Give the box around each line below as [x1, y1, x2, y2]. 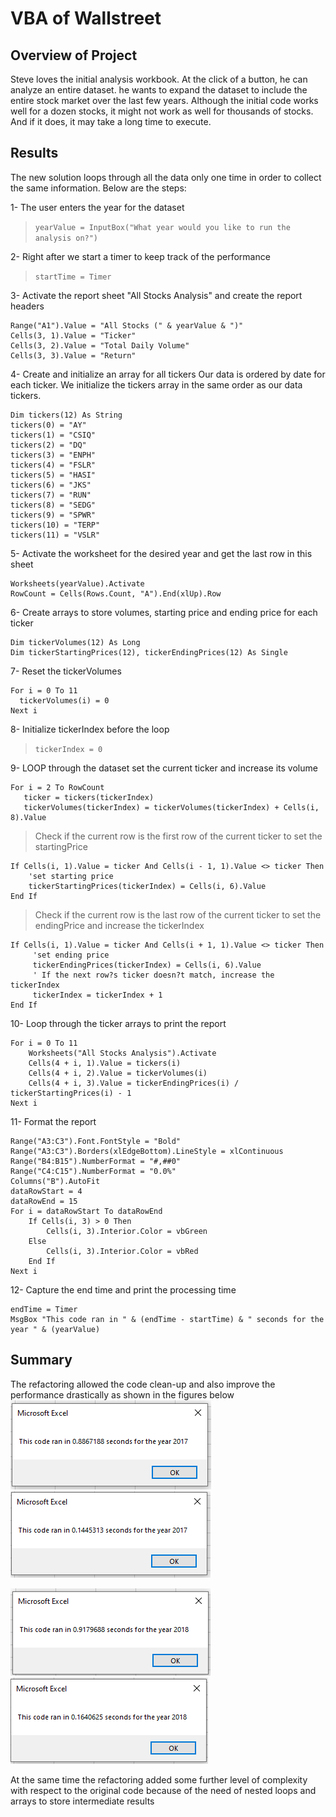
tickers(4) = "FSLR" [10, 460, 97, 470]
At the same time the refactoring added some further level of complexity [10, 1773, 308, 1786]
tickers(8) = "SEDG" [10, 500, 97, 510]
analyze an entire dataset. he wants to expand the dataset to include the [10, 84, 308, 96]
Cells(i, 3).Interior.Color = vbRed [46, 1246, 199, 1256]
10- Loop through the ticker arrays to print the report [10, 1017, 227, 1029]
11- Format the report [10, 1115, 97, 1127]
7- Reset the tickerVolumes [10, 665, 122, 677]
